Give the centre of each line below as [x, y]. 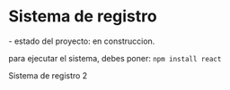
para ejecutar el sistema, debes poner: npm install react [115, 58]
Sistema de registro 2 [48, 75]
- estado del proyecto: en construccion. [82, 41]
